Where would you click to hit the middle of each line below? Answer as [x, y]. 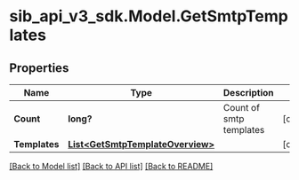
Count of [242, 108]
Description [248, 93]
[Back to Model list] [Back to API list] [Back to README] [111, 166]
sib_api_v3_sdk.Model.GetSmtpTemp [149, 16]
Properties [39, 68]
